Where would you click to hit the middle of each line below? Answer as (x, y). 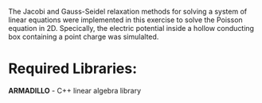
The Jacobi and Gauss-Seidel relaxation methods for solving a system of (128, 11)
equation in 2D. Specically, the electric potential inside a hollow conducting (131, 28)
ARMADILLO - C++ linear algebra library (75, 90)
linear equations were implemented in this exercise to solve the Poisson (125, 20)
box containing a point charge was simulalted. (84, 36)
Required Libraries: (73, 69)
